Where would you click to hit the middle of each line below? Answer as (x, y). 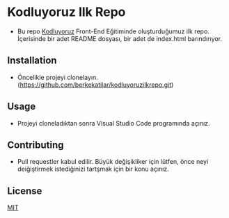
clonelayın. (83, 77)
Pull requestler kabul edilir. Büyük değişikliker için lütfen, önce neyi (113, 162)
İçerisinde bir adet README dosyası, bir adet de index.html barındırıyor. (120, 38)
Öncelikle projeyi (41, 77)
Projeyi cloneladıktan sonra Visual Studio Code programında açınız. (113, 123)
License (25, 191)
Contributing (35, 145)
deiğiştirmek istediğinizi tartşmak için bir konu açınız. (93, 169)
